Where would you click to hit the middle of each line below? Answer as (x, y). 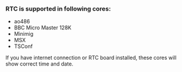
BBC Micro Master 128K (42, 28)
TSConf (23, 46)
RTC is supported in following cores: (58, 9)
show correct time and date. (40, 64)
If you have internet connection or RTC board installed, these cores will (91, 58)
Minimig (23, 34)
